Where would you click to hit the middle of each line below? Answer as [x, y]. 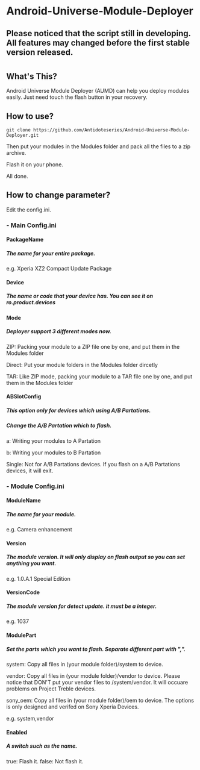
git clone [19, 130]
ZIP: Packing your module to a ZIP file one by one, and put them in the [93, 346]
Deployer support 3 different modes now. [59, 331]
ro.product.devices [31, 302]
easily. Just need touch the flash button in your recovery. [77, 97]
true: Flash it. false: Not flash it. [45, 761]
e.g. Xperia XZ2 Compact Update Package [59, 269]
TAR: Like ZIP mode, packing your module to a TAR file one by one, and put [99, 376]
